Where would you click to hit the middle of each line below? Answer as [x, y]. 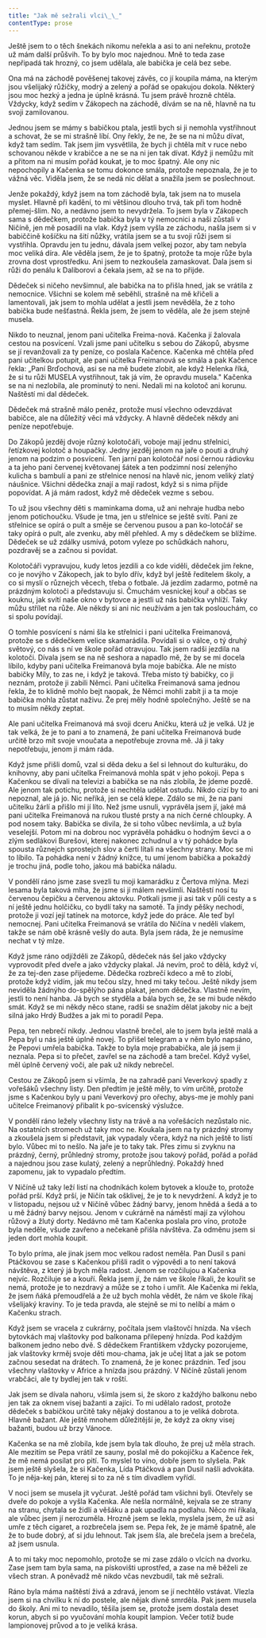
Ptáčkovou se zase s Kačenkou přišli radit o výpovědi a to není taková [122, 1262]
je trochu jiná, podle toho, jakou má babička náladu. [93, 866]
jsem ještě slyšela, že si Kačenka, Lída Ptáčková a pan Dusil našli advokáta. [131, 1469]
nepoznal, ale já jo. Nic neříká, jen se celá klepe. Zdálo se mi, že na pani [125, 798]
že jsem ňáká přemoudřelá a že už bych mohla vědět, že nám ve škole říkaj [131, 1295]
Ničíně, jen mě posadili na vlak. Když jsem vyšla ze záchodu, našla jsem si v [132, 227]
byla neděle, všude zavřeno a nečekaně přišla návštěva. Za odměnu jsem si [132, 1229]
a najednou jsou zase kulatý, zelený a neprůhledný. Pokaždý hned [116, 1163]
